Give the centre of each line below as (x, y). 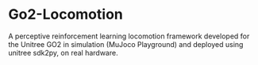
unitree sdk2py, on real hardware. (63, 52)
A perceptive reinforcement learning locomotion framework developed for (129, 36)
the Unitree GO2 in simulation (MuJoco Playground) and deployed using (126, 44)
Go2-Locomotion (65, 14)
